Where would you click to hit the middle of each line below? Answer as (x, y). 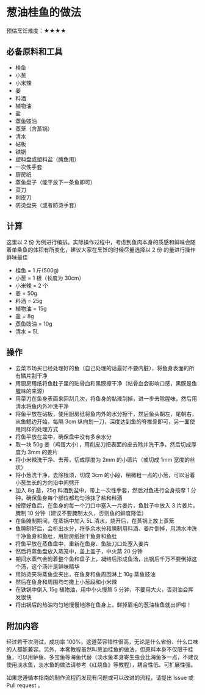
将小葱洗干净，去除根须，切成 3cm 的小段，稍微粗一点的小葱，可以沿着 (105, 475)
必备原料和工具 (34, 52)
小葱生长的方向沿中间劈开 (47, 482)
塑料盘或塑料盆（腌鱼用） (47, 159)
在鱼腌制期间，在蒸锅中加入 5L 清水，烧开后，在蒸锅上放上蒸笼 (95, 521)
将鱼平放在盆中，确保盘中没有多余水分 (63, 437)
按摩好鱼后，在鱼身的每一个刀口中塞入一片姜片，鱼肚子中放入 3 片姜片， (106, 506)
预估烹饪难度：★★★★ (36, 31)
